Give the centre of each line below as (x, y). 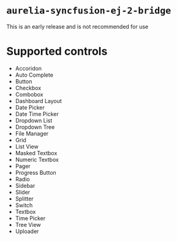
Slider (23, 192)
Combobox (29, 94)
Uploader (27, 231)
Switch (24, 205)
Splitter (24, 199)
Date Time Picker (37, 114)
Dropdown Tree (35, 127)
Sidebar (25, 185)
